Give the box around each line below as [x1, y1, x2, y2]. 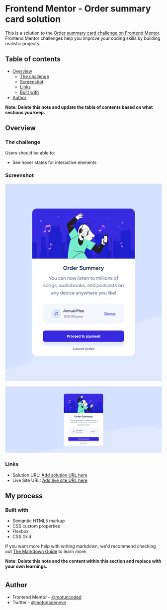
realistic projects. [5, 40, 41, 46]
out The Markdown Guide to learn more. [5, 548, 87, 554]
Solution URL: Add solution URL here [12, 472, 88, 478]
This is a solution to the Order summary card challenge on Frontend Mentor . [5, 30, 161, 36]
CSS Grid [12, 534, 31, 539]
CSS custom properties [12, 523, 61, 529]
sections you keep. [5, 109, 46, 115]
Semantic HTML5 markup [12, 518, 65, 524]
